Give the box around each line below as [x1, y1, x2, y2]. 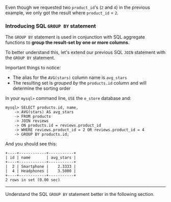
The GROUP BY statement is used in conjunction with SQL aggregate [5, 34, 145, 40]
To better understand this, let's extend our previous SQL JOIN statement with [5, 49, 166, 56]
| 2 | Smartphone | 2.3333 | [5, 164, 76, 169]
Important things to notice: [5, 65, 61, 71]
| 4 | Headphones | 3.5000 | [5, 168, 76, 174]
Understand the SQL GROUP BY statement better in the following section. [5, 191, 155, 197]
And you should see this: [5, 141, 58, 147]
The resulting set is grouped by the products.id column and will [12, 80, 147, 86]
